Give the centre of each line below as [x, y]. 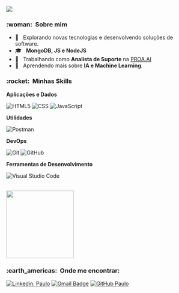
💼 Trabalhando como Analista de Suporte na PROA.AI [83, 59]
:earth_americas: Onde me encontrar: [63, 270]
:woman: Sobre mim [37, 24]
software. [27, 44]
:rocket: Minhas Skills [39, 81]
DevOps [17, 140]
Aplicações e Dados [32, 94]
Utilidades [19, 118]
